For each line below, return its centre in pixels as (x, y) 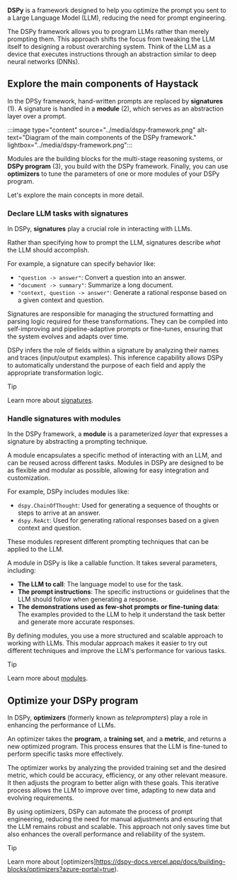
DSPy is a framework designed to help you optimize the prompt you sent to (117, 10)
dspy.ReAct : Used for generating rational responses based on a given (118, 520)
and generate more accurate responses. (76, 622)
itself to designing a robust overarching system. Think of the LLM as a (109, 46)
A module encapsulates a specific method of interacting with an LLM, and (115, 455)
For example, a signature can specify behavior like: (81, 264)
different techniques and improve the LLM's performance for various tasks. (117, 651)
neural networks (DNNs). (44, 62)
